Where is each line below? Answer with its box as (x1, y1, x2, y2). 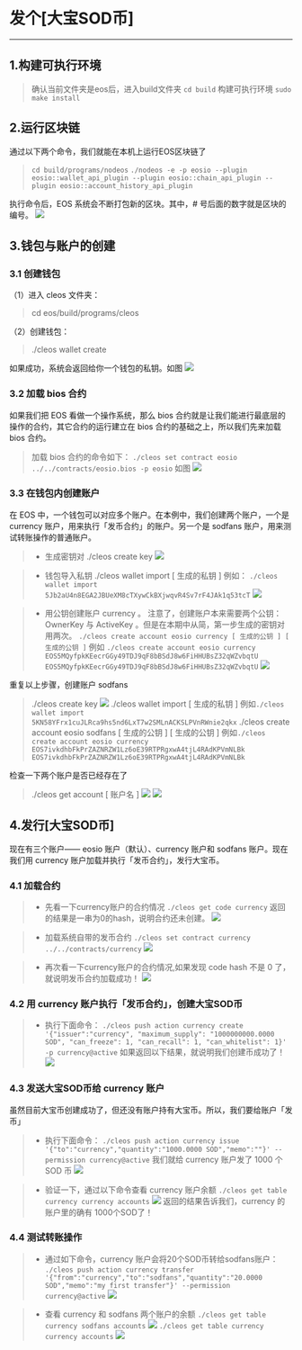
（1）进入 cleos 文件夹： (9, 290, 101, 301)
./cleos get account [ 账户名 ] (31, 788, 139, 799)
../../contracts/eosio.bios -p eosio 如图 (31, 463, 191, 473)
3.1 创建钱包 (9, 267, 61, 280)
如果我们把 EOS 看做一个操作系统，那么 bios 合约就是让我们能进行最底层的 (9, 409, 286, 420)
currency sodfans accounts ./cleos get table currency (44, 1321, 264, 1330)
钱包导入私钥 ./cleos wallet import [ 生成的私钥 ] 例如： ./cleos (44, 570, 279, 580)
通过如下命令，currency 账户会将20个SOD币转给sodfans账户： (44, 1253, 279, 1264)
